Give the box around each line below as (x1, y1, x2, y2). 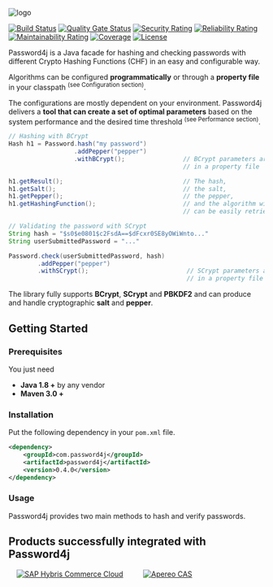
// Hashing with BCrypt (8, 133, 89, 141)
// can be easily (182, 207, 242, 215)
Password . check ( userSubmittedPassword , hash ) (8, 252, 165, 260)
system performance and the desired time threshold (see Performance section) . (8, 115, 262, 126)
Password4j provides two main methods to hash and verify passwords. (8, 511, 246, 520)
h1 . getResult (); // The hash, (8, 177, 227, 185)
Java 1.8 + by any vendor (19, 380, 106, 389)
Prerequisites (8, 346, 63, 357)
